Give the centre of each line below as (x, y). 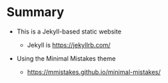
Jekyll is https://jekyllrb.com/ (69, 45)
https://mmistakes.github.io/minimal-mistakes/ (94, 72)
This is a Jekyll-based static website (69, 31)
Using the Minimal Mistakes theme (66, 58)
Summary (35, 12)
